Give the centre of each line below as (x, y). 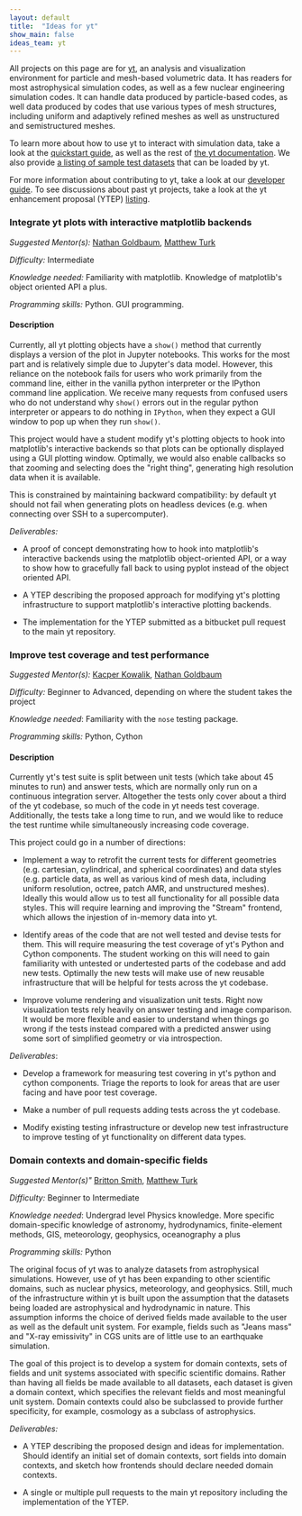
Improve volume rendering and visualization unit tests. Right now (142, 1000)
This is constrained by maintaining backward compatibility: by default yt (143, 494)
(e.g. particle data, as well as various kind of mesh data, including (144, 879)
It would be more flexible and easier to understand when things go (146, 1019)
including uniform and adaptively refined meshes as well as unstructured (144, 116)
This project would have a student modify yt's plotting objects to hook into (147, 439)
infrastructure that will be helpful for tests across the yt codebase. (145, 982)
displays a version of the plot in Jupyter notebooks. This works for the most (150, 354)
